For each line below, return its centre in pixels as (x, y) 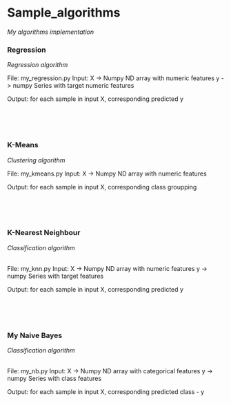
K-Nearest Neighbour (44, 233)
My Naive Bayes (35, 335)
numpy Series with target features (56, 276)
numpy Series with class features (54, 379)
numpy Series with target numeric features (73, 86)
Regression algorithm (38, 65)
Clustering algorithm (36, 160)
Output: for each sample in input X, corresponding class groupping (102, 187)
